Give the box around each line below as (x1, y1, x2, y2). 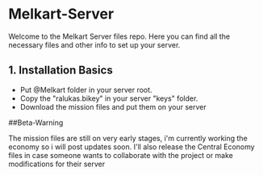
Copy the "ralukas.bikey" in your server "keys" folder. (19, 94, 198, 103)
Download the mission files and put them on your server (19, 102, 207, 111)
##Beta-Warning (8, 118, 64, 127)
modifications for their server (8, 159, 106, 169)
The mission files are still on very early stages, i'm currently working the (8, 133, 248, 143)
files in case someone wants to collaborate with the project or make (8, 150, 234, 160)
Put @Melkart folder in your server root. (19, 85, 152, 94)
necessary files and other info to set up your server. (8, 40, 181, 49)
